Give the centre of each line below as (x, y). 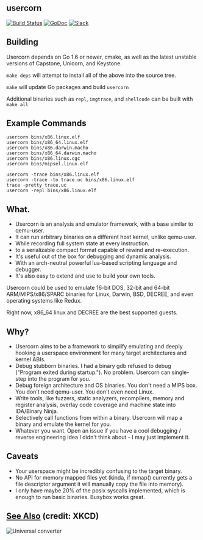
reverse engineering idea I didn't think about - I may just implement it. (102, 437)
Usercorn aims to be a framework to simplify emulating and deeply (99, 347)
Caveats (22, 456)
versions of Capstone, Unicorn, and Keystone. (64, 63)
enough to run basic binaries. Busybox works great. (80, 497)
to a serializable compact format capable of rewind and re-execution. (102, 250)
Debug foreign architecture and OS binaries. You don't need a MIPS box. (106, 386)
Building (22, 42)
